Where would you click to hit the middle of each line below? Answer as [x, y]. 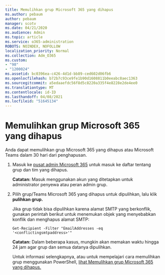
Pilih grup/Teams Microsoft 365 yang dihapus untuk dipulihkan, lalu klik [85, 194]
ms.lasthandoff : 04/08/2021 [34, 97]
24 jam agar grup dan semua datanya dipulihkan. [62, 247]
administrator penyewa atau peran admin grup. [60, 185]
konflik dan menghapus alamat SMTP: [51, 219]
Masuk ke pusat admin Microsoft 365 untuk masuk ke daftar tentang [82, 165]
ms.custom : [16, 60]
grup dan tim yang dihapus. [40, 170]
